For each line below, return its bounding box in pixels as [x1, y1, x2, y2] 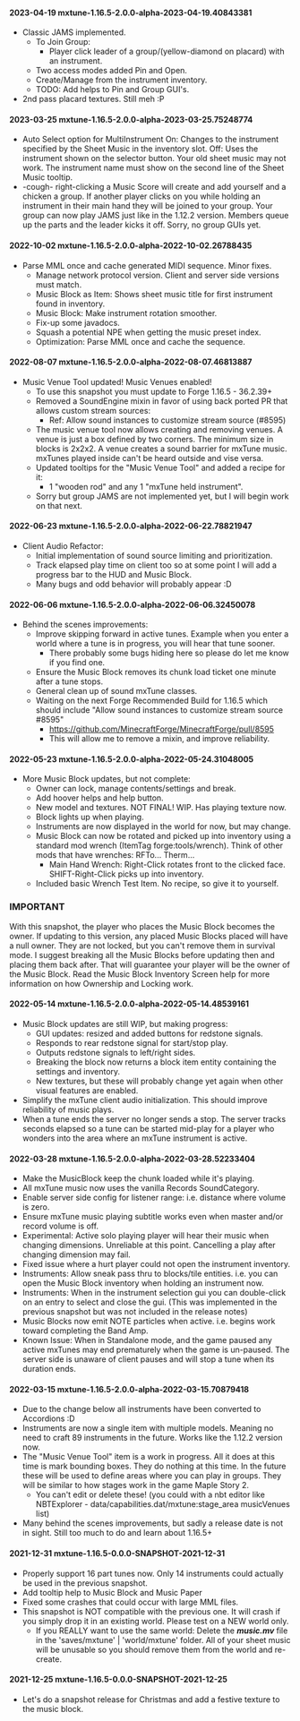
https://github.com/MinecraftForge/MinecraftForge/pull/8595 [48, 724, 275, 734]
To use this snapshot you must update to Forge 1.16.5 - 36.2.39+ [35, 386, 273, 397]
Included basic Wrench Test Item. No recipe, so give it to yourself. [35, 878, 279, 889]
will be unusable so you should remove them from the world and [35, 1644, 273, 1655]
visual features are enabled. [35, 1084, 139, 1096]
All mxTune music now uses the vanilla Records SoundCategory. [21, 1183, 260, 1194]
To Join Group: [35, 37, 91, 47]
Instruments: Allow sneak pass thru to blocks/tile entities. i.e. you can [21, 1268, 279, 1280]
